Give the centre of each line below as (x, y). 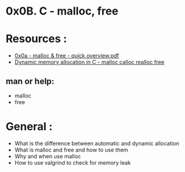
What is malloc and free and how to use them (71, 150)
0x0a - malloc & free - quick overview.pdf (67, 56)
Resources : (37, 39)
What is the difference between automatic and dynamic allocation (97, 143)
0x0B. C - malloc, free (62, 11)
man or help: (30, 81)
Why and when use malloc (48, 156)
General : (29, 127)
